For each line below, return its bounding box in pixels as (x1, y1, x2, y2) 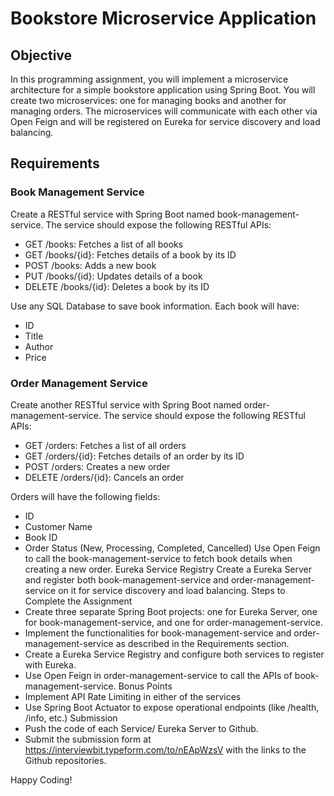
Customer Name (24, 520, 93, 532)
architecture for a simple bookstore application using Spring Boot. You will (10, 84, 316, 96)
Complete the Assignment (24, 595, 133, 607)
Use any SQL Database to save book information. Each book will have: (10, 300, 300, 312)
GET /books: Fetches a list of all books (24, 238, 184, 250)
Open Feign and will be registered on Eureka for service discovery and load (10, 116, 321, 127)
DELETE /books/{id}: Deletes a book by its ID (24, 280, 210, 292)
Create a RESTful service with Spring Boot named (10, 208, 215, 220)
